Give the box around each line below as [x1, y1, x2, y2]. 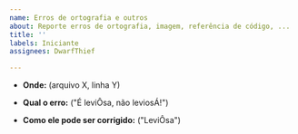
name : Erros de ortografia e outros [9, 13, 148, 23]
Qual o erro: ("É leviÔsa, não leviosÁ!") [22, 97, 169, 109]
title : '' [9, 30, 47, 39]
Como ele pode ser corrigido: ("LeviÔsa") [22, 115, 182, 126]
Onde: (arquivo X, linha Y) [22, 80, 121, 91]
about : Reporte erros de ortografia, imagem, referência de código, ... [9, 22, 291, 31]
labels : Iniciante [9, 38, 79, 48]
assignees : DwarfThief [9, 47, 95, 56]
